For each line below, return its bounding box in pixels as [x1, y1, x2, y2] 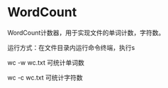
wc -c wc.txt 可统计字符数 [7, 73, 83, 82]
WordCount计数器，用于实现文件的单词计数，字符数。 [7, 28, 165, 37]
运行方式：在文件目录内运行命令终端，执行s [7, 43, 135, 51]
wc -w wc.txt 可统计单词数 [7, 58, 85, 67]
